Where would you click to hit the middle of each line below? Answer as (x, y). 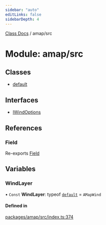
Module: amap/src (44, 54)
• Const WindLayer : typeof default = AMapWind (53, 194)
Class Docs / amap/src (29, 34)
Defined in (16, 206)
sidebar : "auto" (22, 10)
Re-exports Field (22, 153)
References (24, 128)
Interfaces (22, 100)
